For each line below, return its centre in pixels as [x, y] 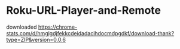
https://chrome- [58, 27]
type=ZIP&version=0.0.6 [36, 39]
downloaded [22, 27]
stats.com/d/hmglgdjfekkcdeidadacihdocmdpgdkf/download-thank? [90, 33]
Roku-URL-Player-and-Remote [84, 10]
